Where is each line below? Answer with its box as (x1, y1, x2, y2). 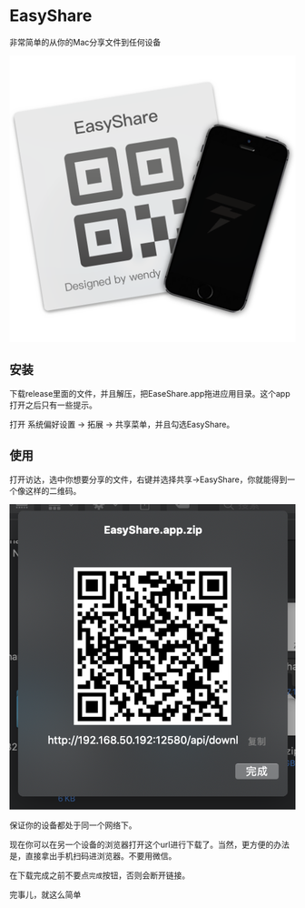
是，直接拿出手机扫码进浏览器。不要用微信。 (9, 850, 177, 861)
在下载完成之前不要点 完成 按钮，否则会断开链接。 (9, 870, 191, 881)
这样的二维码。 (25, 485, 82, 496)
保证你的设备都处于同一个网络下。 (9, 820, 137, 831)
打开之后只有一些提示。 (9, 399, 97, 410)
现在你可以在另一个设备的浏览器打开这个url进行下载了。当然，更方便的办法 (9, 839, 290, 850)
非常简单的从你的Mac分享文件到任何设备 (9, 36, 162, 47)
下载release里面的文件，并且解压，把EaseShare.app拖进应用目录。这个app (9, 388, 290, 399)
